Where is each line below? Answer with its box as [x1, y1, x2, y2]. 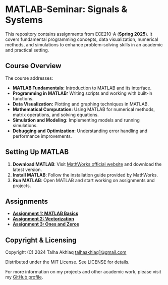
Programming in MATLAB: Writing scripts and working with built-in [12, 90, 153, 96]
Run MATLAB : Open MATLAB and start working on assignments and [12, 177, 155, 183]
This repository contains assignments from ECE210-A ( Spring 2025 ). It [5, 31, 153, 37]
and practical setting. [5, 47, 49, 53]
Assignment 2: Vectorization [12, 216, 74, 222]
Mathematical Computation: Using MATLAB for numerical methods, [12, 106, 155, 112]
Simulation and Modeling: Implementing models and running [12, 117, 140, 123]
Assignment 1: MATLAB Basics [12, 210, 79, 216]
